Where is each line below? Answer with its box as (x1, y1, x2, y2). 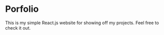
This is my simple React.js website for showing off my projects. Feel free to (5, 20, 160, 26)
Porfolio (5, 3, 39, 15)
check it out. (5, 25, 31, 31)
